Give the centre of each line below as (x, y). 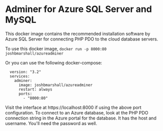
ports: (25, 93)
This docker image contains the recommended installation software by (78, 33)
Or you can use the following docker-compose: (54, 62)
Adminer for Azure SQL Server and (79, 9)
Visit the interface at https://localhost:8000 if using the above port (73, 107)
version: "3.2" (25, 72)
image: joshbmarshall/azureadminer (55, 85)
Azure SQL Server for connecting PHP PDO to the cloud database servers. (82, 39)
